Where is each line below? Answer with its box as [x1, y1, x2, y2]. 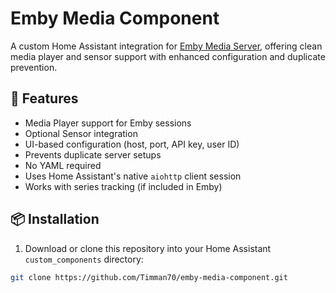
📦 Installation [10, 211, 100, 228]
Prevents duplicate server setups [24, 148, 162, 161]
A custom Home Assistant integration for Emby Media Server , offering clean [10, 40, 323, 52]
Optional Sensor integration [24, 127, 138, 139]
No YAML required [24, 159, 102, 171]
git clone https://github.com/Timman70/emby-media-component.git [10, 272, 288, 282]
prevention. [10, 61, 58, 73]
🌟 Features [10, 90, 79, 107]
